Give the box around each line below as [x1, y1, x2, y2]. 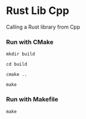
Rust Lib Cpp [6, 4, 70, 17]
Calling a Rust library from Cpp [6, 23, 81, 30]
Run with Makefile [6, 95, 59, 103]
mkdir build [6, 51, 35, 57]
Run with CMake [6, 38, 54, 46]
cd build [6, 61, 27, 68]
